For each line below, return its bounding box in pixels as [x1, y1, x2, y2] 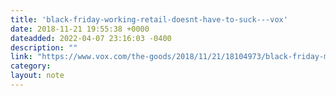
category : [10, 61, 52, 71]
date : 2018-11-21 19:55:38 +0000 [10, 24, 150, 34]
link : [10, 52, 33, 62]
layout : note [10, 71, 65, 81]
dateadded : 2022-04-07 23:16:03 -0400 [10, 33, 172, 43]
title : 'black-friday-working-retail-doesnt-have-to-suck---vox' [10, 14, 288, 25]
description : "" [10, 42, 78, 53]
